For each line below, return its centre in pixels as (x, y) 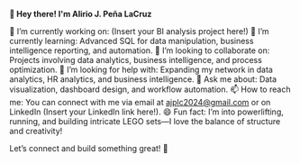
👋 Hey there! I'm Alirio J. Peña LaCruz (81, 14)
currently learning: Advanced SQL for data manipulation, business (132, 41)
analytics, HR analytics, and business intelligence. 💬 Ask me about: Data (143, 79)
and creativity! (36, 131)
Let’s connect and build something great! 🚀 (89, 148)
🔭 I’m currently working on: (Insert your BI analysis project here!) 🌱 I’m (139, 31)
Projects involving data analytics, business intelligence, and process (136, 60)
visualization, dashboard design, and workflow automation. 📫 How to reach (150, 89)
